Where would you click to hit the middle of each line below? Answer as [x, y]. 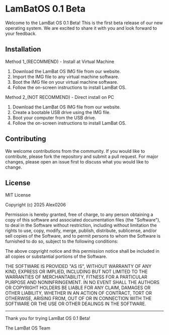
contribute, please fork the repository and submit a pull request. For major [82, 156]
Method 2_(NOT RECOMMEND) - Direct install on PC [60, 97]
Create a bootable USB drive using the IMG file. [61, 112]
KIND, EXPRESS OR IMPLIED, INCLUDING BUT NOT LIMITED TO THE [76, 272]
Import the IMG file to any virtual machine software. [66, 77]
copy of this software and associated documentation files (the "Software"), [83, 220]
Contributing [26, 139]
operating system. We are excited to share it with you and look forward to [81, 28]
